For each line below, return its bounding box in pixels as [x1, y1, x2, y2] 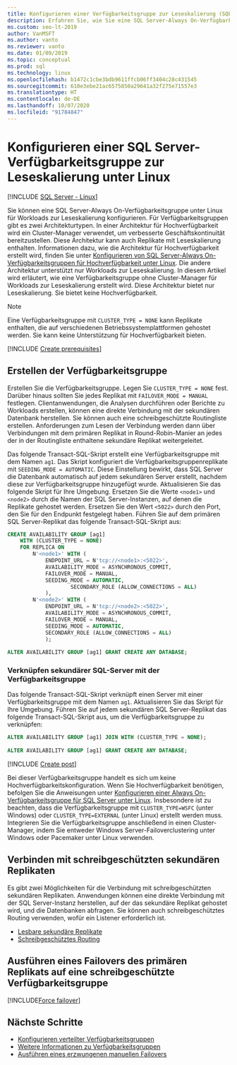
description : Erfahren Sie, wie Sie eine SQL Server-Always [7, 17, 188, 24]
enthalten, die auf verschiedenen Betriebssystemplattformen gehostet [7, 323, 211, 331]
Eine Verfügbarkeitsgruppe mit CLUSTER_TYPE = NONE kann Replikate [7, 315, 202, 324]
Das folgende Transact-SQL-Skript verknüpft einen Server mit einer [7, 690, 203, 699]
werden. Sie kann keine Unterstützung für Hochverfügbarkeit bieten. [7, 331, 207, 339]
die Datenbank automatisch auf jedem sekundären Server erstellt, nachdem [7, 472, 227, 480]
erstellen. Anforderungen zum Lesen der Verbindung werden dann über [7, 421, 216, 430]
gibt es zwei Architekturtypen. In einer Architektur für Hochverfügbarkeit [7, 221, 219, 229]
